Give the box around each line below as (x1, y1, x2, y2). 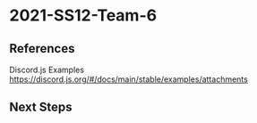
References (9, 41, 75, 56)
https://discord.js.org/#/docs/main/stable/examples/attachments (9, 74, 248, 85)
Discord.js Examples (9, 64, 85, 75)
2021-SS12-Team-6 (9, 5, 158, 26)
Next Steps (9, 100, 73, 115)
